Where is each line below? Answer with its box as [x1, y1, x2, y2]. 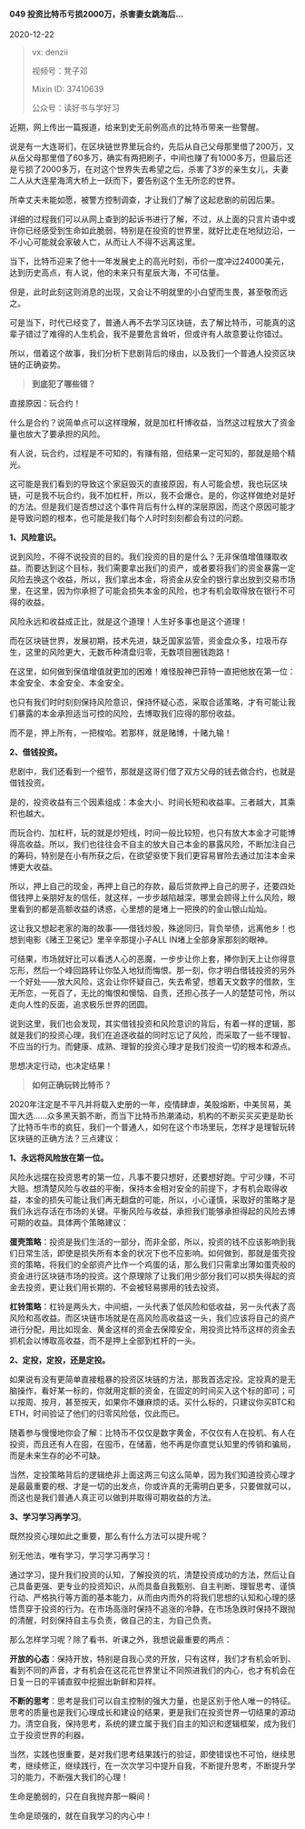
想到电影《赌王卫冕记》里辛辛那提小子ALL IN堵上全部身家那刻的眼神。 [9, 934, 273, 945]
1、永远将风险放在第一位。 [9, 1153, 109, 1164]
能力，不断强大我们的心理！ [25, 1772, 129, 1783]
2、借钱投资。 [9, 746, 63, 758]
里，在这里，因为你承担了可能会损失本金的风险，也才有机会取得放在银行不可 [9, 585, 296, 596]
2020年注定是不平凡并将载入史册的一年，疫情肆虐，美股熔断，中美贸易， [9, 1099, 284, 1110]
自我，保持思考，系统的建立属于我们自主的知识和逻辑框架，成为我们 [40, 1718, 296, 1729]
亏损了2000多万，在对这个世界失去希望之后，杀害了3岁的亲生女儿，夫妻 [16, 164, 289, 175]
